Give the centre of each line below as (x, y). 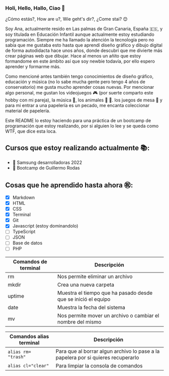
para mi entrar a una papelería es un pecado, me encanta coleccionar (77, 105)
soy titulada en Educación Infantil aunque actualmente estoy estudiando (80, 34)
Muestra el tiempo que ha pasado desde (105, 293)
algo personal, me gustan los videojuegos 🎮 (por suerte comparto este (79, 93)
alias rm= (19, 352)
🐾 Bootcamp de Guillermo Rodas (46, 168)
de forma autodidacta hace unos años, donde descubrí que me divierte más (84, 50)
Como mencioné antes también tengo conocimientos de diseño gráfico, (79, 76)
